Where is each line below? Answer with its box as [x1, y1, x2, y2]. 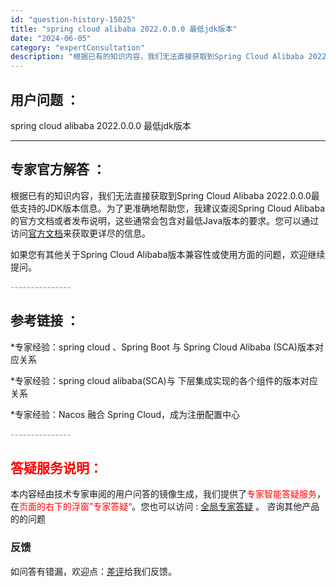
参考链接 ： [10, 312, 80, 330]
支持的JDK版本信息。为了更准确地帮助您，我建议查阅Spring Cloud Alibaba [18, 202, 326, 214]
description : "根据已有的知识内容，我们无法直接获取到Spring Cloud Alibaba [10, 52, 305, 62]
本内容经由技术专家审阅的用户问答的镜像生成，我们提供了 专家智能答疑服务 [10, 488, 317, 500]
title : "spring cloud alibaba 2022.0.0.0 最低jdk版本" [10, 24, 238, 34]
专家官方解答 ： [10, 161, 106, 178]
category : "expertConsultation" [10, 42, 145, 53]
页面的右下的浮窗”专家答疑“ [19, 501, 133, 513]
